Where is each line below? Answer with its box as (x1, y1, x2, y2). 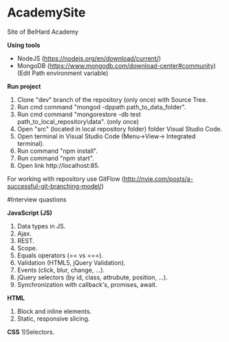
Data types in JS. (17, 222, 66, 230)
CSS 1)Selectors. (7, 328, 55, 336)
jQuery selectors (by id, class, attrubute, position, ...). (17, 273, 168, 281)
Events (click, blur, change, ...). (17, 266, 105, 274)
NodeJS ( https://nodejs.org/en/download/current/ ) (17, 54, 162, 63)
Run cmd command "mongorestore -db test (17, 110, 141, 118)
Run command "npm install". (17, 147, 98, 155)
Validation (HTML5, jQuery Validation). (17, 258, 126, 266)
